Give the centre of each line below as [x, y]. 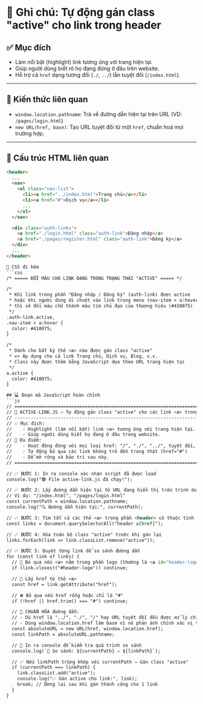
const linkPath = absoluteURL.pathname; [63, 634]
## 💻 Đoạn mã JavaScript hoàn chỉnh [53, 396]
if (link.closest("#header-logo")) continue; [70, 568]
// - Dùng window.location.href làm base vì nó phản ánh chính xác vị [102, 623]
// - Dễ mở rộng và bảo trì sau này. [58, 457]
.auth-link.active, [31, 317]
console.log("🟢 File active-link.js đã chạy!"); [69, 479]
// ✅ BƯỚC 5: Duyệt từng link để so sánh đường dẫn [73, 551]
